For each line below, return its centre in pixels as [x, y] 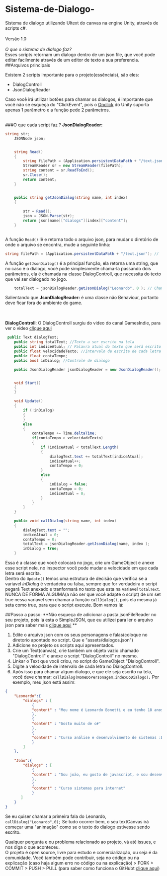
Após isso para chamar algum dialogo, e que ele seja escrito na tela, [82, 672]
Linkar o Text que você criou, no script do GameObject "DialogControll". [86, 661]
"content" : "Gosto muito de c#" [66, 724]
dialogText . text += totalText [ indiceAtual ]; [96, 456]
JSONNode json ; [30, 138]
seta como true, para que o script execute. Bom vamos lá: [64, 605]
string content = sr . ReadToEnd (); [59, 170]
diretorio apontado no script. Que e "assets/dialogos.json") [73, 640]
